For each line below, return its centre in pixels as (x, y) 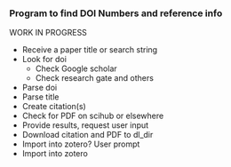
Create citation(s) (54, 107)
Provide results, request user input (85, 125)
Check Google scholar (76, 68)
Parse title (40, 97)
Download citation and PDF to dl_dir (88, 135)
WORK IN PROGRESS (48, 33)
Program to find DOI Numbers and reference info (116, 13)
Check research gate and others (94, 78)
